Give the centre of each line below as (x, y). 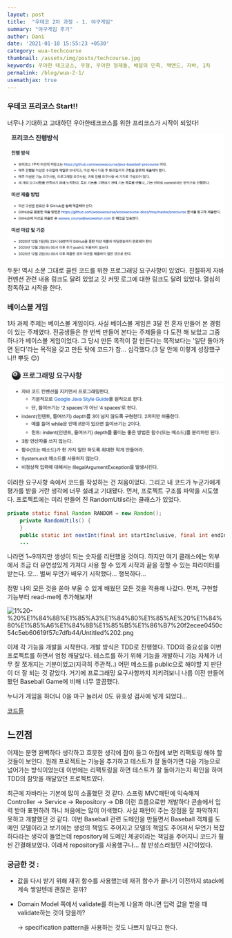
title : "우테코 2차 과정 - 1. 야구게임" (60, 22)
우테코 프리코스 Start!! (42, 106)
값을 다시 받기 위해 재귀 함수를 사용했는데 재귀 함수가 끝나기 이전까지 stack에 (120, 881)
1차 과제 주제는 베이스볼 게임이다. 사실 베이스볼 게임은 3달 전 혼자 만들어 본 (108, 324)
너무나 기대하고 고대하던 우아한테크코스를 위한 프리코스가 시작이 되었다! (103, 123)
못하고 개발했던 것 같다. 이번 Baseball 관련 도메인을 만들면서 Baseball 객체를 (110, 819)
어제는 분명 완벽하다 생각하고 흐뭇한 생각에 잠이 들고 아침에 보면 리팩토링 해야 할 (115, 753)
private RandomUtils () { (55, 520)
